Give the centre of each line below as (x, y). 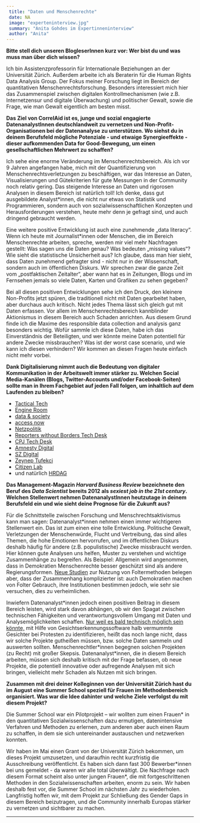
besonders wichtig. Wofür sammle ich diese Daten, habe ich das (85, 330)
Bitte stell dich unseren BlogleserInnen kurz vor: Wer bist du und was (93, 51)
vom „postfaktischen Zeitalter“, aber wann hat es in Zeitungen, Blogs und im (99, 274)
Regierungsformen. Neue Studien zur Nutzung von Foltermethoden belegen (99, 572)
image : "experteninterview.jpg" (49, 23)
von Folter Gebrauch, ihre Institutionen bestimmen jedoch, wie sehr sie (93, 585)
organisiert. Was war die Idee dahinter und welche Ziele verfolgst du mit (97, 697)
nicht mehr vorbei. (29, 356)
